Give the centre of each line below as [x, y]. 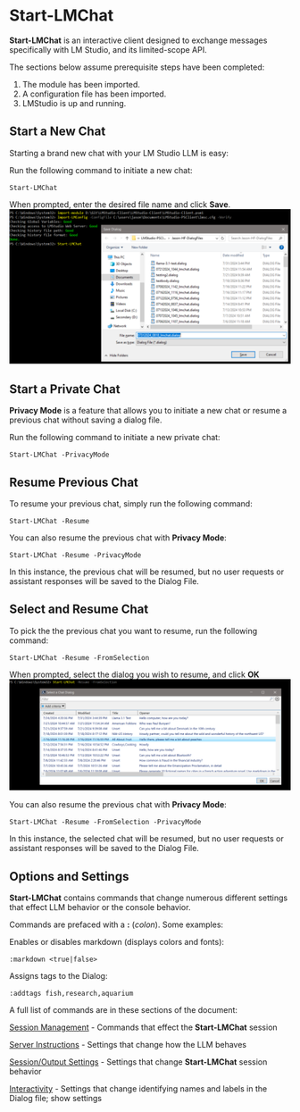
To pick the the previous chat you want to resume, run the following [133, 631]
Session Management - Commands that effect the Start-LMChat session [144, 1027]
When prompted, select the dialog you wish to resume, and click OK [134, 674]
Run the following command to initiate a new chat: [101, 170]
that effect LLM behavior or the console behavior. [100, 907]
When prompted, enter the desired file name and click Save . [120, 204]
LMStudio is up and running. [74, 103]
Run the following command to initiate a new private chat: [115, 438]
